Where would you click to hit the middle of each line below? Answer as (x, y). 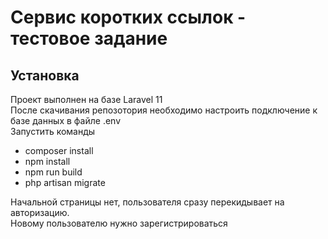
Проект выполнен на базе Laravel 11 (86, 99)
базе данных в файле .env (66, 120)
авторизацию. (40, 212)
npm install (47, 161)
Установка (45, 75)
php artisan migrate (65, 182)
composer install (59, 150)
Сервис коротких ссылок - (128, 17)
